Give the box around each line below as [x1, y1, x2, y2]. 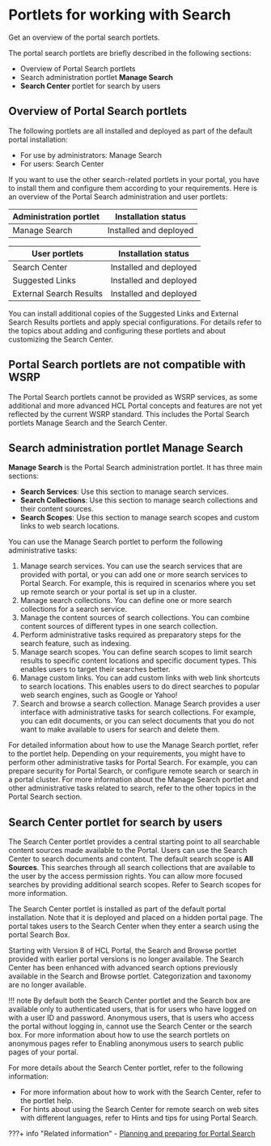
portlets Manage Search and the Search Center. [8, 418, 167, 427]
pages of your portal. [8, 1047, 79, 1057]
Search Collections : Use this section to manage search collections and [19, 495, 258, 505]
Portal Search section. [8, 792, 83, 802]
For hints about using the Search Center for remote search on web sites [19, 1105, 259, 1114]
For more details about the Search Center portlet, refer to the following [8, 1063, 243, 1073]
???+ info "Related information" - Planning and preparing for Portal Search [8, 1129, 256, 1139]
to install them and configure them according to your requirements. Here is [8, 183, 257, 193]
